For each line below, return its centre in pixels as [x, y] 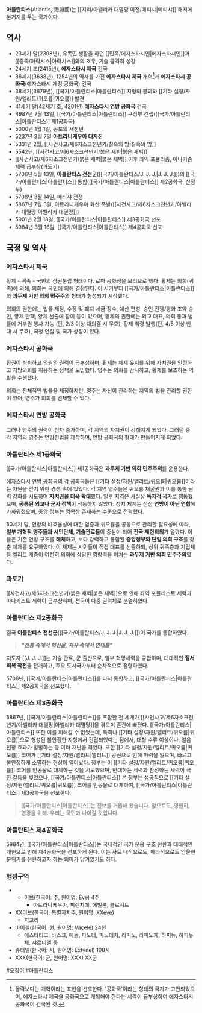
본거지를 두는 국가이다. [33, 17]
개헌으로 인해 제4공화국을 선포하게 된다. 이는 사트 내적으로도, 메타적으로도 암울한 [101, 852]
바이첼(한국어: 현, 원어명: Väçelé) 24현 [60, 927]
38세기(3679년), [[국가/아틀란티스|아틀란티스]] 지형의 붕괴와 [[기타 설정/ [100, 91]
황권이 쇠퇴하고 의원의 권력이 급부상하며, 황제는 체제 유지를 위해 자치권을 [91, 363]
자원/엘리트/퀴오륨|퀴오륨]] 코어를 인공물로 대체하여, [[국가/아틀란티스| [96, 785]
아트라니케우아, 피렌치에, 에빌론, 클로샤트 [81, 904]
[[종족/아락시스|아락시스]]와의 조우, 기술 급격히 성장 [75, 61]
